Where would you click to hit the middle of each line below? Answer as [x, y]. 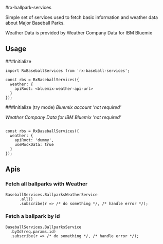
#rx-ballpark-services [28, 7]
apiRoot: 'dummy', [34, 140]
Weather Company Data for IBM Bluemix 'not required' [64, 117]
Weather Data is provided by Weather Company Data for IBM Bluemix [79, 33]
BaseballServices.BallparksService [43, 227]
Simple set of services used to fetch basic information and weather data [82, 17]
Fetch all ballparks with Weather [47, 184]
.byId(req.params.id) [33, 231]
